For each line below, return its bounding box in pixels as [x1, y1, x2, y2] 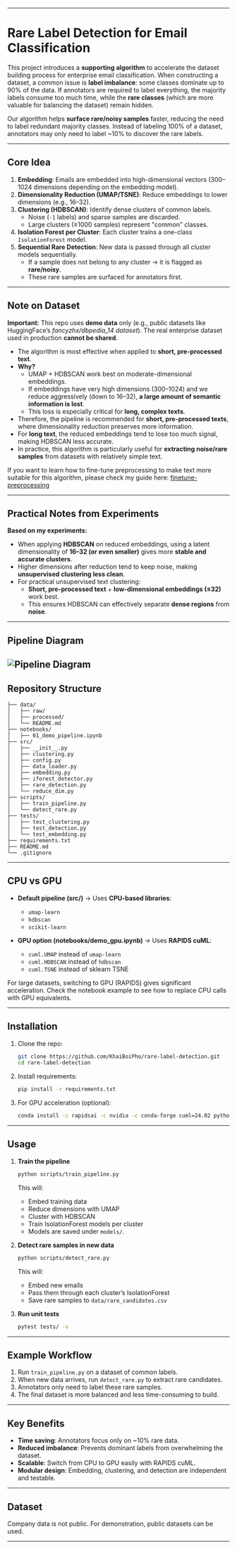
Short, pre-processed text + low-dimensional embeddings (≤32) [28, 585, 221, 593]
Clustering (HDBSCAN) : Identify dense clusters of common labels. [17, 205, 212, 214]
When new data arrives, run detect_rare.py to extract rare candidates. [17, 1375, 223, 1384]
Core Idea [7, 157, 51, 169]
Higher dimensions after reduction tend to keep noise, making [17, 562, 197, 571]
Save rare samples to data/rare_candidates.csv [28, 1296, 167, 1304]
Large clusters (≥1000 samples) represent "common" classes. [28, 220, 209, 229]
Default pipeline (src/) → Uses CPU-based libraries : [17, 894, 172, 902]
